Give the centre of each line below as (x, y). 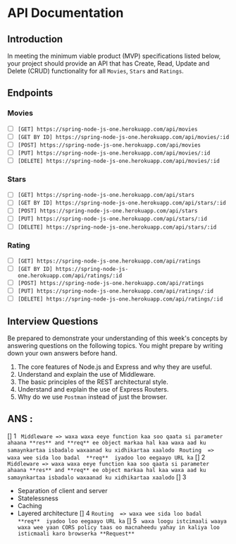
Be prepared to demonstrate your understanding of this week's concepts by (117, 338)
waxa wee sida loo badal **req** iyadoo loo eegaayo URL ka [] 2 (106, 457)
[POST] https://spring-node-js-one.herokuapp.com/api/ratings (111, 284)
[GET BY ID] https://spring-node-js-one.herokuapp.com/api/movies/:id (123, 137)
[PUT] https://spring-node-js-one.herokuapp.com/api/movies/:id (114, 153)
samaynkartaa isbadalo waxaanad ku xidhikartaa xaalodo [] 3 (97, 477)
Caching (30, 505)
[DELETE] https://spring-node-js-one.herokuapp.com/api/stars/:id (117, 227)
